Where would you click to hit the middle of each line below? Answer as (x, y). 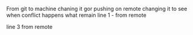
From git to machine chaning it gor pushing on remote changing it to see (97, 9)
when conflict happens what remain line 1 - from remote (76, 15)
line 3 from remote (30, 27)
